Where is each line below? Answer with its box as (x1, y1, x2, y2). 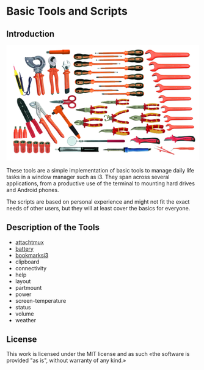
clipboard (15, 258, 40, 265)
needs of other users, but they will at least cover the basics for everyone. (6, 204, 191, 212)
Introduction (6, 29, 55, 39)
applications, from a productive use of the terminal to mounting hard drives (6, 179, 195, 187)
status (15, 303, 31, 311)
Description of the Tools (6, 222, 100, 233)
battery (15, 245, 34, 252)
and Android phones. (6, 186, 59, 193)
